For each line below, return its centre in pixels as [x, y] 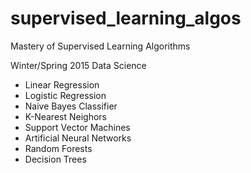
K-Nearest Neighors [65, 116]
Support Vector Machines [77, 127]
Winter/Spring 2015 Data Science [78, 65]
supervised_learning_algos [126, 18]
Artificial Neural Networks [78, 138]
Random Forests [58, 148]
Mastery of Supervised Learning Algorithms [100, 46]
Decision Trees [55, 159]
